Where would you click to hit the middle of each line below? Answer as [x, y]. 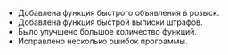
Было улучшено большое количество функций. [107, 31]
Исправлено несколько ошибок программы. [102, 41]
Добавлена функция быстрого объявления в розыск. [118, 13]
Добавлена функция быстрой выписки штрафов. [110, 22]
